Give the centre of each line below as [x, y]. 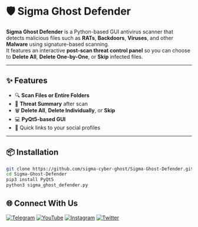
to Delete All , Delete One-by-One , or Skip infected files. [75, 56]
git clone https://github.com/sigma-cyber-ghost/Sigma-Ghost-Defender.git [100, 169]
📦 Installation [32, 153]
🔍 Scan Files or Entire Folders [52, 95]
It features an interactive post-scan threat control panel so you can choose [98, 50]
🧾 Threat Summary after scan [51, 104]
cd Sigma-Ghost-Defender [37, 174]
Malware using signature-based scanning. [58, 44]
